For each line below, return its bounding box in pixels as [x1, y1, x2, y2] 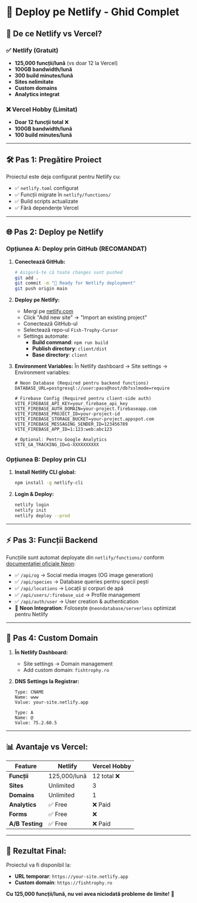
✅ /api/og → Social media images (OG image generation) [14, 571, 154, 578]
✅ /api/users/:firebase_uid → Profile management [14, 591, 141, 598]
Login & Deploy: [14, 491, 55, 498]
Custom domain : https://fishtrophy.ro [14, 879, 113, 886]
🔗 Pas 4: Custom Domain [6, 633, 98, 643]
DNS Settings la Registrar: [14, 677, 80, 685]
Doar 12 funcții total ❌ [14, 118, 69, 125]
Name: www [14, 694, 39, 700]
